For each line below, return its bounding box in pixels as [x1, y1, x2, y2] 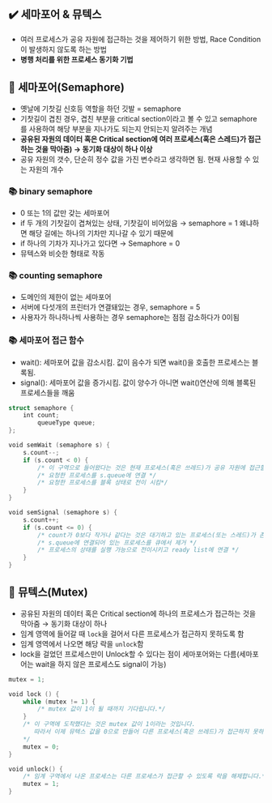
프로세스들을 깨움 [19, 387, 75, 397]
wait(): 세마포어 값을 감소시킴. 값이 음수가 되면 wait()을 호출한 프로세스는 [19, 357, 251, 367]
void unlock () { [8, 765, 63, 773]
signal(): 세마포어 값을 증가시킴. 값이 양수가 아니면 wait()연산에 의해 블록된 [19, 378, 257, 387]
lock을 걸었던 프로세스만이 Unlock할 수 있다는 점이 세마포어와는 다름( [19, 649, 240, 659]
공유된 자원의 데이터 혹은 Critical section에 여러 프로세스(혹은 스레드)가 [19, 134, 247, 143]
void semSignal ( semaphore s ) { [8, 509, 117, 517]
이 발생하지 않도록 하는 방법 [19, 44, 108, 54]
